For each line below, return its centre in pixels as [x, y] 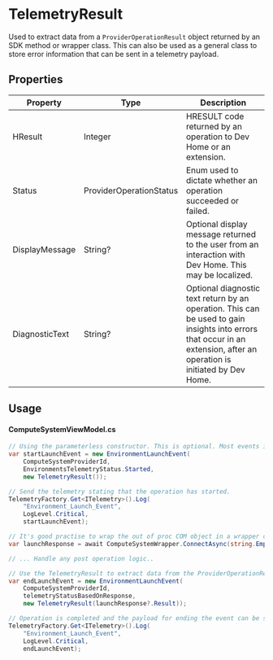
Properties [36, 79]
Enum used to [212, 170]
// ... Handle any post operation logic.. [81, 558]
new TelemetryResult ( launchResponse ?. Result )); [105, 604]
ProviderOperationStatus [131, 190]
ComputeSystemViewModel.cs [62, 429]
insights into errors [222, 329]
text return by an [217, 298]
